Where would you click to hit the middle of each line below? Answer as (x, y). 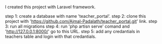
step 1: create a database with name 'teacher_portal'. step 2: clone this (76, 16)
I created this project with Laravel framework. (50, 7)
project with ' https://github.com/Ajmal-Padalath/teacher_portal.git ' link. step (81, 21)
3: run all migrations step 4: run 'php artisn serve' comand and (67, 26)
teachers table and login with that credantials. (51, 36)
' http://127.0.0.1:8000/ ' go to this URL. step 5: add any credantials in (73, 31)
